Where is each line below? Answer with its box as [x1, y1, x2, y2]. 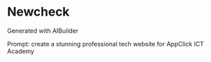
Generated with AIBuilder [7, 27, 79, 35]
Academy [7, 47, 34, 55]
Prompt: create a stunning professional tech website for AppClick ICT [7, 40, 205, 48]
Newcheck [7, 4, 70, 20]
